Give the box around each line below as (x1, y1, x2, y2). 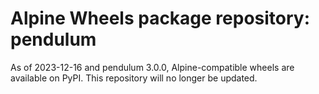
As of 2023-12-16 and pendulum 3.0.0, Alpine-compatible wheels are (10, 61, 295, 73)
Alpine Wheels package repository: (10, 7, 311, 30)
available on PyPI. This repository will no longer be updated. (10, 72, 258, 84)
